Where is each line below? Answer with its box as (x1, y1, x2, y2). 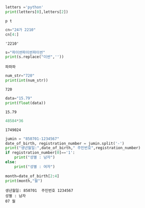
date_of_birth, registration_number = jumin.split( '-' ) (5, 141, 124, 146)
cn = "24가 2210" (5, 27, 36, 32)
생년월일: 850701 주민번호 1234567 (5, 188, 74, 193)
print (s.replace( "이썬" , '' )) (5, 54, 64, 60)
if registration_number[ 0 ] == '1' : (5, 150, 75, 155)
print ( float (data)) (5, 100, 46, 106)
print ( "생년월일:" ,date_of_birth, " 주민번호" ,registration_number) (5, 146, 141, 151)
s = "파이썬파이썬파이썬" (5, 50, 46, 55)
